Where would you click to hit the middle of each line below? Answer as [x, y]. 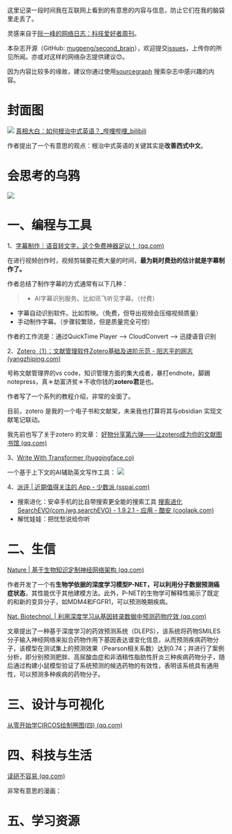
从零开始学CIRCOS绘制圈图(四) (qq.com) [65, 725]
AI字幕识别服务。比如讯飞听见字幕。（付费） [96, 298]
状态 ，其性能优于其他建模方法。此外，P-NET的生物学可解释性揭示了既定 [116, 593]
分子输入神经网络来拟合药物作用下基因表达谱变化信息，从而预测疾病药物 [110, 639]
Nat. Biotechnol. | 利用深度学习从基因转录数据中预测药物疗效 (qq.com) [107, 616]
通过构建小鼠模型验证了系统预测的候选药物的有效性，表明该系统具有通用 [116, 666]
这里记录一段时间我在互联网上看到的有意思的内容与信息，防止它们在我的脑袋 [116, 10]
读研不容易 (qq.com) [36, 776]
